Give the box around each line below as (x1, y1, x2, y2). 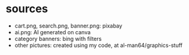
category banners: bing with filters (14, 35, 102, 42)
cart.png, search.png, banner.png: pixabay (14, 22, 123, 29)
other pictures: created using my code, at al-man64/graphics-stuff (14, 42, 183, 49)
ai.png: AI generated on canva (14, 28, 91, 35)
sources (6, 2, 48, 16)
